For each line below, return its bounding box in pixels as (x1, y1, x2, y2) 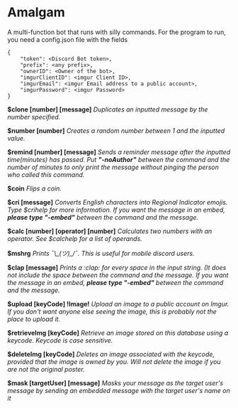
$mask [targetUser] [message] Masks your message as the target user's (7, 378, 224, 387)
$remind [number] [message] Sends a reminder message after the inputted (7, 147, 231, 156)
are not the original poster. (7, 365, 85, 373)
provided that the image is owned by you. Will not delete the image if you (7, 357, 221, 366)
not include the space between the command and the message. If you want (7, 271, 229, 279)
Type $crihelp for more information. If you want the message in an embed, (7, 205, 225, 214)
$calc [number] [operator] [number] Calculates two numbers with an (7, 227, 212, 235)
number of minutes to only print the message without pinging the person (7, 163, 220, 171)
